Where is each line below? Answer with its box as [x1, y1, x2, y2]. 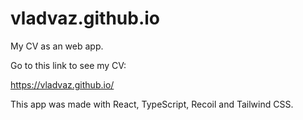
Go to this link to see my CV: [10, 59, 127, 71]
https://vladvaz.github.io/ [10, 78, 115, 91]
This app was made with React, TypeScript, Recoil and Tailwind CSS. [10, 98, 294, 110]
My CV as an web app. [10, 40, 104, 52]
